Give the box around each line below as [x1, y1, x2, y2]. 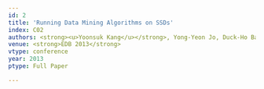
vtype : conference [8, 48, 68, 55]
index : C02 [8, 26, 44, 34]
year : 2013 [8, 55, 44, 63]
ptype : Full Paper [8, 62, 68, 70]
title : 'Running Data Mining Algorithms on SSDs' [8, 19, 174, 27]
